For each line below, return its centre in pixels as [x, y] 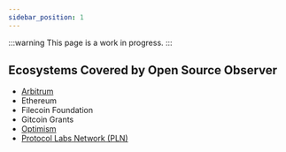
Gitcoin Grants [47, 119]
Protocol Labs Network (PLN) [75, 139]
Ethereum [39, 101]
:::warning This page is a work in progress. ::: [91, 42]
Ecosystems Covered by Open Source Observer [143, 70]
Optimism [39, 129]
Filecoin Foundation [57, 110]
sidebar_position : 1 [46, 17]
